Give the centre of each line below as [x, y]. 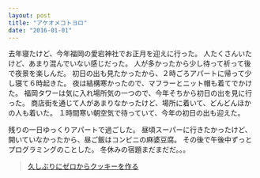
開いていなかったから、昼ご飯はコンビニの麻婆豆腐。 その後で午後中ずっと [130, 140]
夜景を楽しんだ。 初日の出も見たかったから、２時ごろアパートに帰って [130, 74]
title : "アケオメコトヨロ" [48, 23]
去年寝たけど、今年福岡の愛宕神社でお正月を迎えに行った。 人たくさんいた [130, 54]
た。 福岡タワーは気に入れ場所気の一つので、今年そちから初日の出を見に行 [130, 93]
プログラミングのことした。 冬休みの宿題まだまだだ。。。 [99, 150]
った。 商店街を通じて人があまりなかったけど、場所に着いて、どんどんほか [130, 103]
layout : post [30, 15]
